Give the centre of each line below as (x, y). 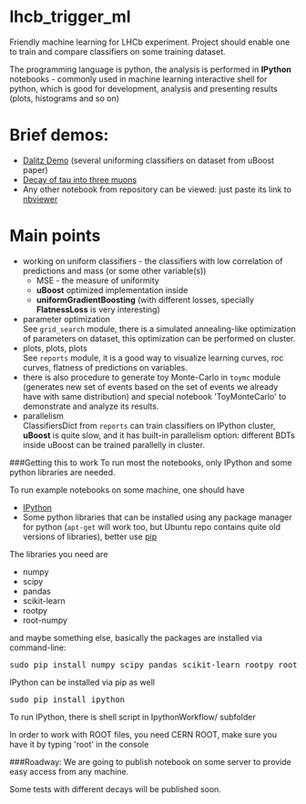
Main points (55, 236)
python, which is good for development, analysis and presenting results (143, 88)
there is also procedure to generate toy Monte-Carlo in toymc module (151, 377)
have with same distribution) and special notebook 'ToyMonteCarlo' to (154, 396)
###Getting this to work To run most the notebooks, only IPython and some (151, 463)
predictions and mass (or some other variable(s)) (114, 270)
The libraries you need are (59, 554)
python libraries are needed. (62, 472)
